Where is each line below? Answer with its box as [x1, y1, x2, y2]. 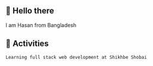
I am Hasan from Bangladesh [5, 21, 77, 28]
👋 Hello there [5, 6, 55, 16]
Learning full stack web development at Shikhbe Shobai [5, 54, 147, 60]
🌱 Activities [5, 39, 49, 49]
